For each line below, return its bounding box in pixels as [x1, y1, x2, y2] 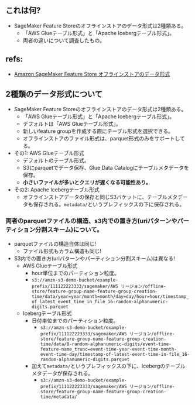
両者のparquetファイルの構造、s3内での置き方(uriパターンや [5, 217, 177, 225]
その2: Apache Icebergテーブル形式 [13, 186, 100, 193]
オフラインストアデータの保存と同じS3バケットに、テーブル [22, 194, 167, 201]
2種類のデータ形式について [5, 90, 103, 99]
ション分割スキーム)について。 [16, 226, 103, 234]
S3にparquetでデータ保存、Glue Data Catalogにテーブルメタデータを [22, 164, 190, 171]
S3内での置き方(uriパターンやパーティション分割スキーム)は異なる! [13, 255, 175, 262]
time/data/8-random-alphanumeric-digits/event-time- [40, 341, 172, 347]
